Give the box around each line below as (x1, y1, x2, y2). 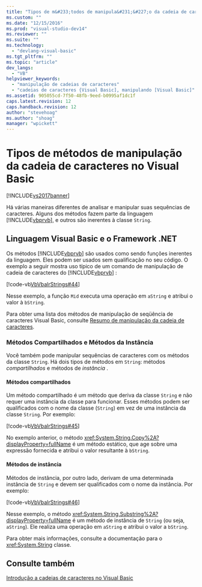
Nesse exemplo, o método (6, 510, 72, 517)
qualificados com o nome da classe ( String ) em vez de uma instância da (6, 404, 186, 412)
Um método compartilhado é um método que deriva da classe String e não (6, 392, 192, 399)
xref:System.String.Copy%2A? (84, 434, 159, 441)
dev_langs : (6, 64, 34, 71)
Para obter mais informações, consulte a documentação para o (6, 535, 162, 542)
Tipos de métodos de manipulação (6, 147, 182, 160)
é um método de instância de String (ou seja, (72, 517, 185, 524)
